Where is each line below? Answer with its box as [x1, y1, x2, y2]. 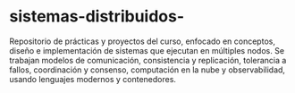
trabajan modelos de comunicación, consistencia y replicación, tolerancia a [9, 55, 287, 65]
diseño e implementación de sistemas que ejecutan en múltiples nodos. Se [9, 45, 284, 55]
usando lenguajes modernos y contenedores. [9, 73, 177, 84]
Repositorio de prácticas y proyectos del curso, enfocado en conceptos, [9, 36, 275, 46]
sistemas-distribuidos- [9, 6, 185, 27]
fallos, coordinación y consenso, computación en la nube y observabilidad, [9, 64, 286, 75]
